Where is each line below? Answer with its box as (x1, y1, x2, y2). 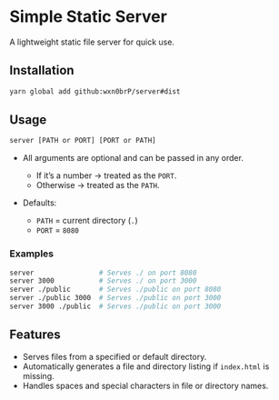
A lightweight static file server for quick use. (9, 36, 175, 47)
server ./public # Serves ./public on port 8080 (9, 285, 222, 295)
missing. (22, 370, 55, 381)
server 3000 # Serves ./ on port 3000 (9, 276, 197, 285)
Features (9, 327, 61, 343)
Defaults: (22, 197, 57, 208)
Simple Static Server (9, 6, 168, 27)
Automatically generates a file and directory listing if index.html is (22, 361, 270, 372)
